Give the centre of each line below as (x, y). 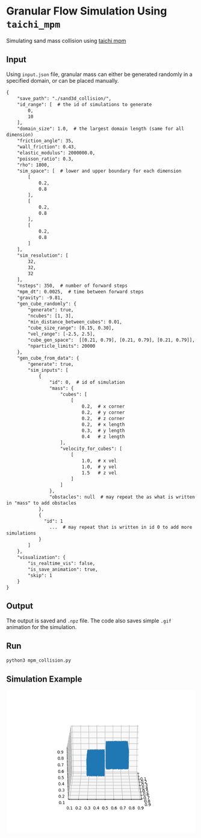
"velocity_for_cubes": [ (91, 449)
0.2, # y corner (103, 412)
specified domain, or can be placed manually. (63, 80)
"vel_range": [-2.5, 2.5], (62, 334)
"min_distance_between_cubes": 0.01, (75, 322)
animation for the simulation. (42, 627)
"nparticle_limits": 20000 (62, 346)
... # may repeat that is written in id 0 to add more (121, 527)
